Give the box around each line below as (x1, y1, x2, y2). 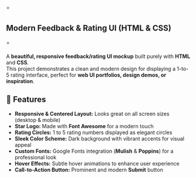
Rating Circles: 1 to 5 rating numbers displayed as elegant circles (14, 129, 173, 136)
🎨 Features (6, 95, 46, 105)
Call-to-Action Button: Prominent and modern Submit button (14, 166, 163, 173)
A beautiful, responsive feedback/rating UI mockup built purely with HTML (6, 53, 191, 60)
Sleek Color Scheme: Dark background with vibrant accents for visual (14, 135, 185, 142)
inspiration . (6, 77, 35, 84)
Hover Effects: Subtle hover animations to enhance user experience (14, 160, 180, 167)
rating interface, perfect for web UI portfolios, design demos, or (11, 71, 166, 78)
